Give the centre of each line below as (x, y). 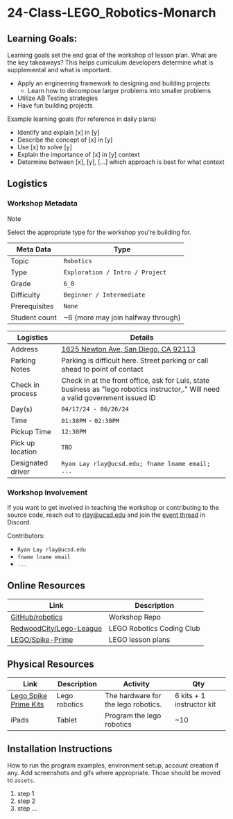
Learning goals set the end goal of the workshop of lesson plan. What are (112, 55)
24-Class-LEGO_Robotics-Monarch (112, 13)
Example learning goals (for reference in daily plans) (82, 119)
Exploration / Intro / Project (115, 272)
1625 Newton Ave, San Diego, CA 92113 (129, 349)
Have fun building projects (55, 105)
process (24, 393)
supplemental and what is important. (59, 70)
